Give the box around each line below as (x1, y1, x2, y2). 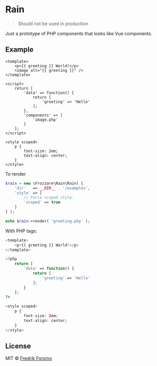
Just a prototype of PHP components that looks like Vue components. (5, 30, 152, 36)
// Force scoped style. (24, 195, 74, 200)
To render (5, 170, 26, 177)
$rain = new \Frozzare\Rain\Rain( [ (5, 181, 83, 186)
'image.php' (32, 117, 58, 122)
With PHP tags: (5, 228, 37, 234)
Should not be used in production (17, 20, 88, 27)
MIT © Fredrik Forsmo (5, 355, 52, 361)
